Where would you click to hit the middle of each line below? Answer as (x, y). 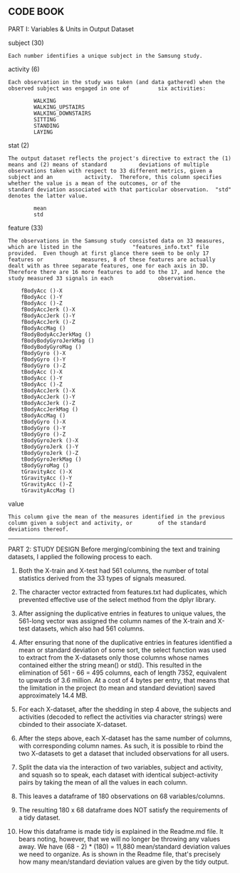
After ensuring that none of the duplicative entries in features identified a (125, 642)
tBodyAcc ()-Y (42, 378)
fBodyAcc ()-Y (42, 297)
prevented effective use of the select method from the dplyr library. (117, 599)
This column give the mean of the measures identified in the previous (116, 516)
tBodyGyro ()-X (43, 422)
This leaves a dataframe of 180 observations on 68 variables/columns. (121, 796)
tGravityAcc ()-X (47, 471)
